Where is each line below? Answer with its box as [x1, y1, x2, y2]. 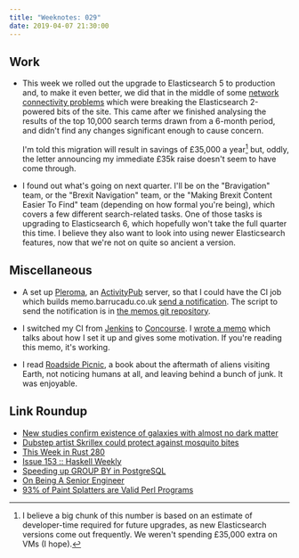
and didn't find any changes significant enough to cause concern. [21, 126, 264, 136]
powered [21, 106, 55, 117]
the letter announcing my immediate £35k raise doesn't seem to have [21, 153, 277, 164]
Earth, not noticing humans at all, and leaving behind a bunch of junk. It [21, 368, 283, 379]
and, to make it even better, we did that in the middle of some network [21, 87, 279, 98]
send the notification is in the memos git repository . [21, 305, 211, 316]
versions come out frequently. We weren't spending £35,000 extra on [21, 529, 278, 539]
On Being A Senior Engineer [21, 474, 125, 486]
